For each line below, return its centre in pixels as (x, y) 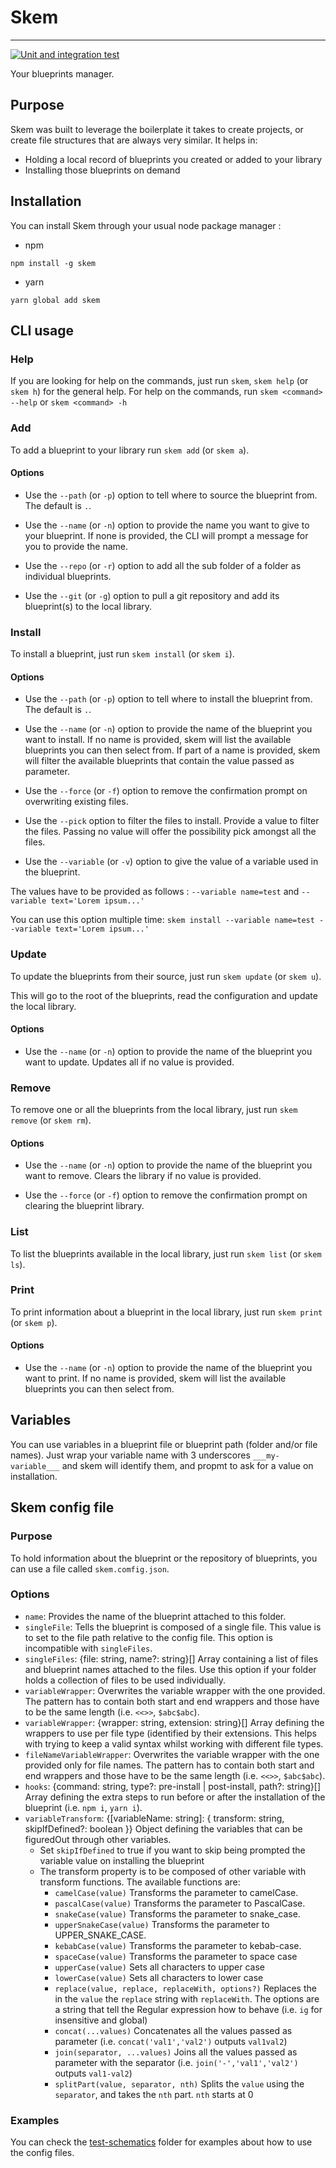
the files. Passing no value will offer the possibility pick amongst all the (170, 832)
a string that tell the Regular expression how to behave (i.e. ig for (188, 2009)
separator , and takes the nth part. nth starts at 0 (154, 2094)
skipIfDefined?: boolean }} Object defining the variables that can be (163, 1828)
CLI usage (42, 330)
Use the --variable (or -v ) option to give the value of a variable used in (171, 862)
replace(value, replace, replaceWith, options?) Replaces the (185, 1988)
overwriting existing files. (76, 802)
